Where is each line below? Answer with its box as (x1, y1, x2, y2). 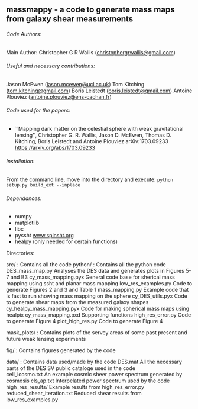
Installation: (6, 157, 35, 165)
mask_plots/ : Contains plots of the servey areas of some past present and (6, 329, 187, 336)
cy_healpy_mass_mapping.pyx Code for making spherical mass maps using (6, 305, 190, 313)
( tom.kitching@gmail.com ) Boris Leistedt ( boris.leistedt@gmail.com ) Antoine (6, 87, 193, 94)
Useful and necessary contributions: (6, 62, 96, 70)
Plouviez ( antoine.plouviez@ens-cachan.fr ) (6, 93, 112, 100)
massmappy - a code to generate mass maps (6, 5, 176, 15)
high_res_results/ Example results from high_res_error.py (6, 384, 145, 391)
